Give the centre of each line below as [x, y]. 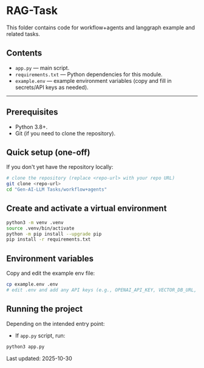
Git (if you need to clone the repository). [65, 133]
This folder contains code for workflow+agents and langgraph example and [101, 27]
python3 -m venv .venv [35, 222]
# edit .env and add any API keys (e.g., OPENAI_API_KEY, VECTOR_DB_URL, [102, 290]
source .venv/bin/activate [40, 228]
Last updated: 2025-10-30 [39, 358]
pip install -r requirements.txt [49, 239]
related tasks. [23, 34]
